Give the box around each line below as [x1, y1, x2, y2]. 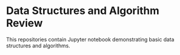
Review [6, 16, 43, 30]
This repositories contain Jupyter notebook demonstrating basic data [6, 36, 175, 43]
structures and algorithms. [6, 42, 71, 49]
